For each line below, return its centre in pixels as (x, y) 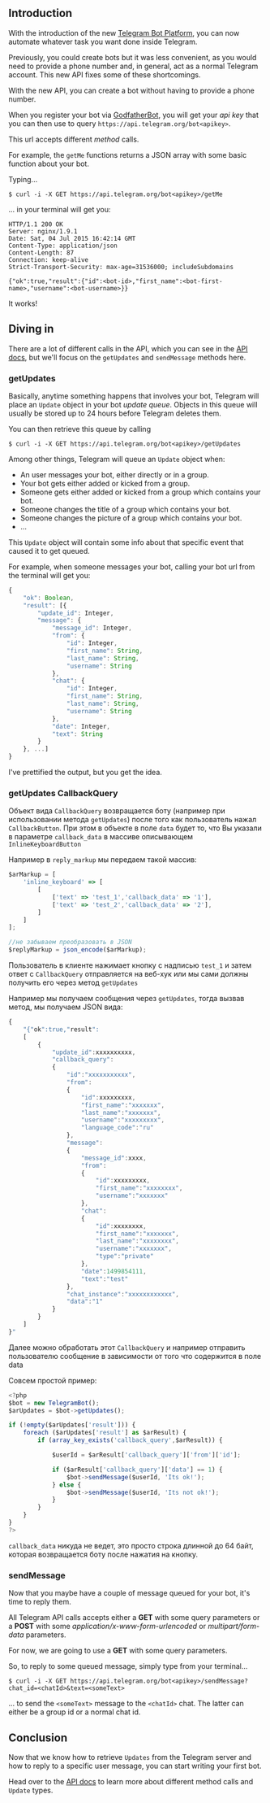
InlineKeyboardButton (45, 845)
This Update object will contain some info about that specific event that (126, 542)
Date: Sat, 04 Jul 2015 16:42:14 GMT (72, 238)
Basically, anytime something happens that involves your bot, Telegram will (134, 396)
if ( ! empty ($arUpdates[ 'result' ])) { (72, 1425)
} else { (66, 1485)
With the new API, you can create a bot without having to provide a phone (132, 90)
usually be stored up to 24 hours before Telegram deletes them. (115, 413)
